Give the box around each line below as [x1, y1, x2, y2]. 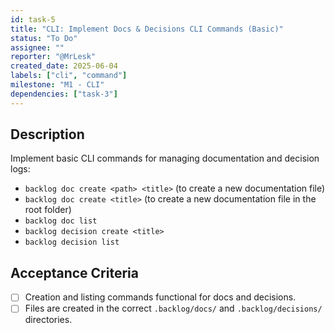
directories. [24, 314, 73, 326]
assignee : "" [10, 42, 65, 53]
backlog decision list [24, 237, 120, 248]
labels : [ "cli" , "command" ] [10, 71, 128, 81]
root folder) [24, 204, 72, 216]
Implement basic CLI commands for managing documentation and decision [10, 152, 320, 165]
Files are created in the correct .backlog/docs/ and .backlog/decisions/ [24, 302, 323, 315]
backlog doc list [24, 216, 98, 226]
